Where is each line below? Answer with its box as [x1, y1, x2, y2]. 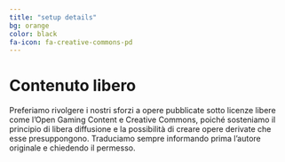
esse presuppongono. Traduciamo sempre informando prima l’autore [9, 134, 261, 144]
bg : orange [9, 21, 50, 30]
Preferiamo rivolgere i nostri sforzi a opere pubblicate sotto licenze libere [9, 105, 277, 116]
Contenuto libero [9, 76, 137, 96]
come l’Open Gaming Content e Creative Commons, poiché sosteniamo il [9, 114, 276, 125]
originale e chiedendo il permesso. [9, 143, 136, 153]
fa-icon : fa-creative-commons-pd [9, 37, 133, 47]
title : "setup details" [9, 12, 98, 22]
